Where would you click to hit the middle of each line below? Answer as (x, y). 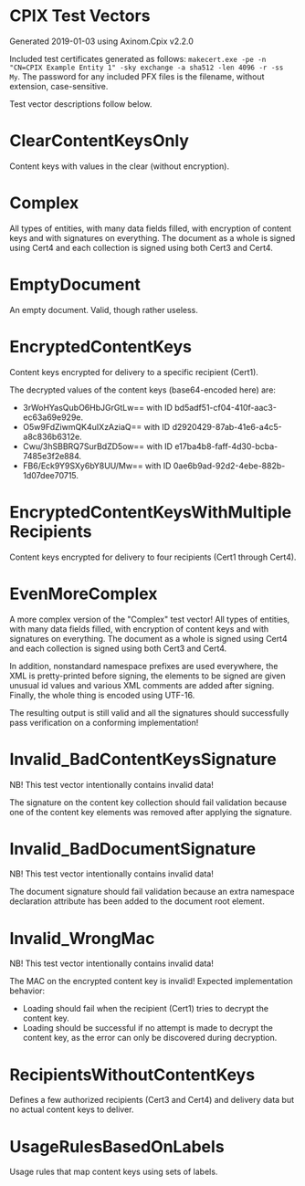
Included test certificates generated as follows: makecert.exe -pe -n (138, 58)
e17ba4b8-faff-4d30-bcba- (226, 446)
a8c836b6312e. (52, 436)
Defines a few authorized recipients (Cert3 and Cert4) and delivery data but (152, 1100)
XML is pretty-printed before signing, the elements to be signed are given (147, 676)
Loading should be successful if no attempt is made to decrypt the (148, 1028)
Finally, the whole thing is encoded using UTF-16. (102, 695)
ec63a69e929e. (53, 417)
